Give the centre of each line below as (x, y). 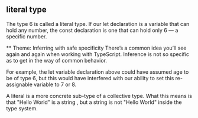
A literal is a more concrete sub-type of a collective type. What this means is (99, 96)
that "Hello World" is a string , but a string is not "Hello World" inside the (94, 102)
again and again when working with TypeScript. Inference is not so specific (98, 54)
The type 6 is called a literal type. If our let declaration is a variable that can (98, 24)
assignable (19, 84)
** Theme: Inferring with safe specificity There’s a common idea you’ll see (96, 48)
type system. (22, 108)
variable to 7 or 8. (55, 84)
